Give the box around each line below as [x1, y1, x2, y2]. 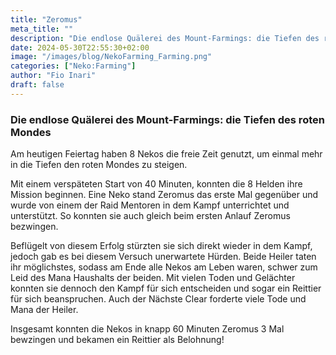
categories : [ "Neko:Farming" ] [10, 61, 137, 71]
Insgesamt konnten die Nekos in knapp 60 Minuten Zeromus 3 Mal [10, 323, 285, 335]
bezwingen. [10, 221, 59, 233]
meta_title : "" [10, 24, 74, 34]
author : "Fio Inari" [10, 71, 97, 81]
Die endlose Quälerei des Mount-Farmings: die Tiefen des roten [10, 112, 325, 126]
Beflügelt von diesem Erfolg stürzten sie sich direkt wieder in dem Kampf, [10, 240, 313, 252]
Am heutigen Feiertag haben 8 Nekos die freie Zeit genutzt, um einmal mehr [10, 148, 323, 160]
